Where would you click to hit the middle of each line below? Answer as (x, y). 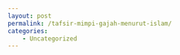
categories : (28, 31)
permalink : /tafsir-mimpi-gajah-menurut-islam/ (90, 23)
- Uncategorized (50, 38)
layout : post (30, 16)
